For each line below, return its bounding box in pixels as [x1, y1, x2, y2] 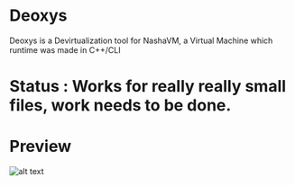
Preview [9, 137, 72, 157]
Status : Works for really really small [9, 76, 287, 97]
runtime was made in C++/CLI [9, 44, 121, 55]
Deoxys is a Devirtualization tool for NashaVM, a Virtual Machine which [9, 35, 273, 46]
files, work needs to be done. [9, 95, 232, 116]
